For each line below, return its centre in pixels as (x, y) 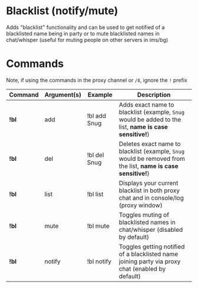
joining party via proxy (150, 261)
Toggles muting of (144, 215)
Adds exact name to (146, 105)
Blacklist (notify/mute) (62, 11)
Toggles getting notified (152, 247)
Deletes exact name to (150, 144)
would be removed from (152, 158)
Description (154, 95)
